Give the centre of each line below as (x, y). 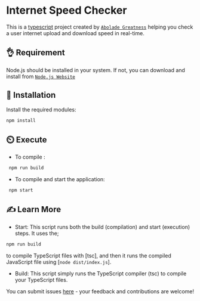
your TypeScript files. (41, 280)
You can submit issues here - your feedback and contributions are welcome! (100, 291)
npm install (21, 120)
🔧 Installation (31, 95)
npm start (21, 190)
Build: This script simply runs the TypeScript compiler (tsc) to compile (101, 273)
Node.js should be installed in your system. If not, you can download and (96, 70)
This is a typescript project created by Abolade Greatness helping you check (100, 27)
